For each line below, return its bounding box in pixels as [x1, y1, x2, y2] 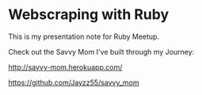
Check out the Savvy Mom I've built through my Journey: [8, 47, 195, 56]
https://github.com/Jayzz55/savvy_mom [8, 78, 140, 87]
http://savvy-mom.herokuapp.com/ [8, 62, 123, 72]
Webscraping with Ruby [8, 6, 170, 24]
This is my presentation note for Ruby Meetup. [8, 32, 160, 41]
